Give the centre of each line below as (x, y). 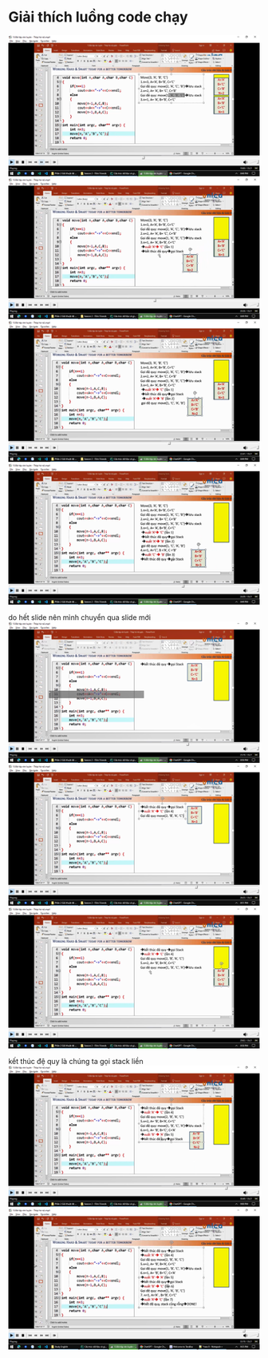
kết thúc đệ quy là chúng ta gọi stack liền (76, 1061)
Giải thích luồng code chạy (99, 17)
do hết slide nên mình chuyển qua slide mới (80, 617)
